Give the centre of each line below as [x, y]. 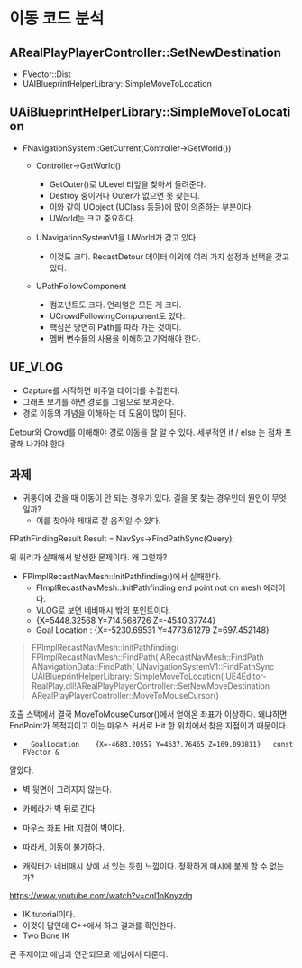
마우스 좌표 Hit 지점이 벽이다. [73, 828]
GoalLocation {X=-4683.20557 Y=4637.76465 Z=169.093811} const [162, 745]
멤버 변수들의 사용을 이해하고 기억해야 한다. [125, 338]
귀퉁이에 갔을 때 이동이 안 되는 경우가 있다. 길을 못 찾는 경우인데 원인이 [146, 498]
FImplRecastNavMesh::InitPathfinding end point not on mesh [148, 587]
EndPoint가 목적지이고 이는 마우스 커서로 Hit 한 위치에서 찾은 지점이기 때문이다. [149, 726]
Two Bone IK [46, 935]
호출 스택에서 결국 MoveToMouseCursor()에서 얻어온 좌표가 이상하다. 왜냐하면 [148, 714]
